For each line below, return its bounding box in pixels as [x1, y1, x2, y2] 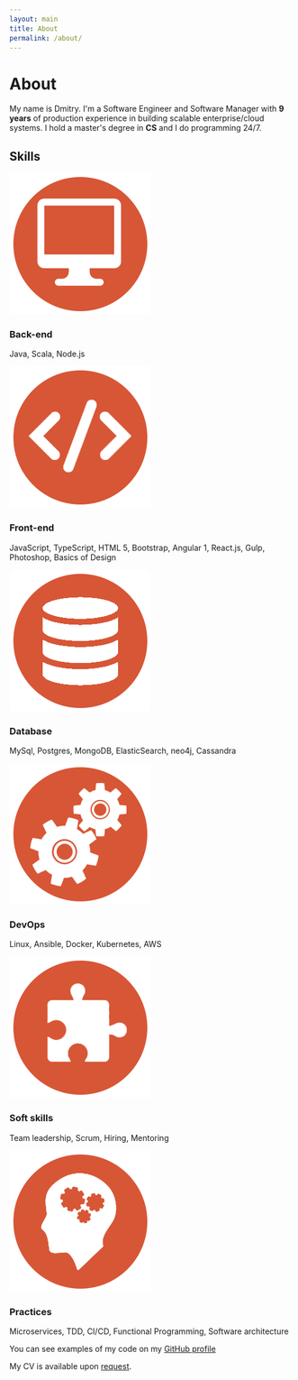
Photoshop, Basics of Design [9, 551, 117, 563]
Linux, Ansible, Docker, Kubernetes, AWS [9, 939, 162, 950]
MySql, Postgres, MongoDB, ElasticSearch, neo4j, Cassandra [9, 745, 237, 757]
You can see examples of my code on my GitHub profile [9, 1343, 216, 1354]
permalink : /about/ [9, 33, 83, 42]
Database [9, 724, 52, 737]
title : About [9, 23, 59, 33]
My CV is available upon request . [9, 1360, 132, 1371]
